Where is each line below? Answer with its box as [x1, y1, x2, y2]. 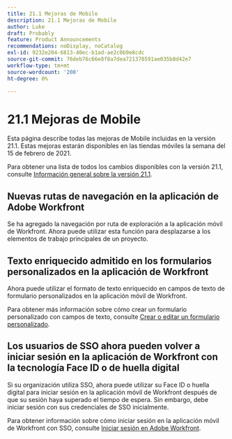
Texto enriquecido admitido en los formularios [7, 255, 212, 267]
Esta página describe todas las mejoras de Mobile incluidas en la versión [7, 134, 216, 143]
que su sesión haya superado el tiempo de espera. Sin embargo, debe [7, 395, 209, 403]
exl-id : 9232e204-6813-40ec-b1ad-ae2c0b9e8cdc [7, 50, 145, 57]
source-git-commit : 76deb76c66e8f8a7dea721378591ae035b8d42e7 [7, 56, 192, 63]
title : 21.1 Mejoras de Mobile [7, 10, 98, 17]
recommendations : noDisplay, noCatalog [7, 43, 123, 50]
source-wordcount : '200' [7, 68, 79, 75]
